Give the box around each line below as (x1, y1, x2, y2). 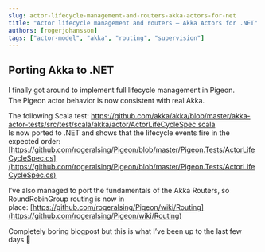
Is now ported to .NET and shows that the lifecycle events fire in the (8, 128, 231, 138)
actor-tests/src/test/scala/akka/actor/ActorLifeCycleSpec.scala (8, 119, 216, 129)
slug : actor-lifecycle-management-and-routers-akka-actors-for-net (8, 11, 237, 20)
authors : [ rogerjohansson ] (8, 26, 98, 34)
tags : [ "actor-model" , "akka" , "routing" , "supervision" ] (8, 33, 205, 42)
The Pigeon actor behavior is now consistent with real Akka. (8, 95, 205, 105)
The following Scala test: (8, 110, 89, 120)
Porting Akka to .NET (8, 63, 115, 76)
